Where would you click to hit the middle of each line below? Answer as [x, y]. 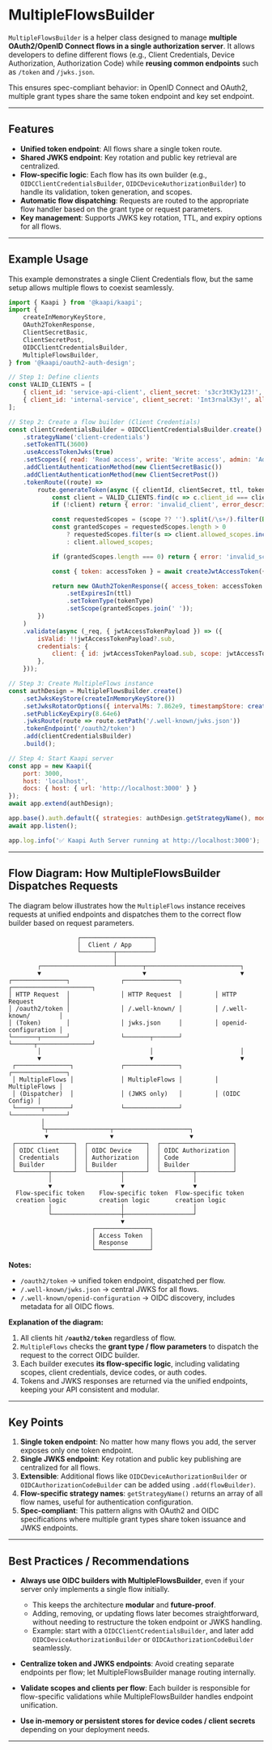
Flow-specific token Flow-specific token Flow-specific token [130, 1193]
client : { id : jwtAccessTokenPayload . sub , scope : [137, 654]
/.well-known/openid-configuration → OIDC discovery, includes [127, 1298]
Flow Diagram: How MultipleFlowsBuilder [115, 873]
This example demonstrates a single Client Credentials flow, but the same [131, 279]
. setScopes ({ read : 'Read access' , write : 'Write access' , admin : [137, 460]
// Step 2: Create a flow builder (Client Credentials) [104, 422]
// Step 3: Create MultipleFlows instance [81, 684]
